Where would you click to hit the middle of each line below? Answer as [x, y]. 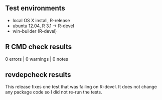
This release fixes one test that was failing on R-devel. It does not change [81, 87]
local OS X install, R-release [41, 20]
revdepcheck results [38, 75]
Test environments [35, 8]
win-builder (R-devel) [35, 31]
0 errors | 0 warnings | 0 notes [37, 59]
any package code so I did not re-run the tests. [54, 92]
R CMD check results [39, 47]
